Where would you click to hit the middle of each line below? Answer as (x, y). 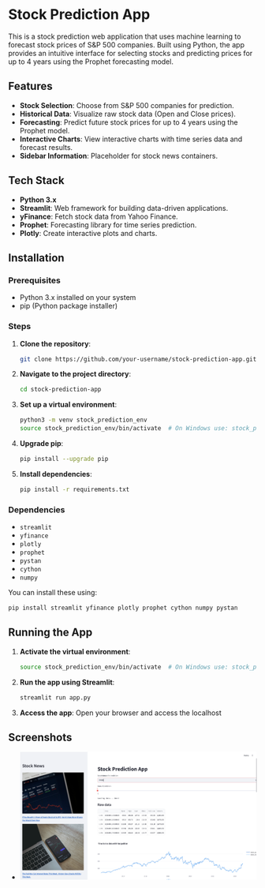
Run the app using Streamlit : (67, 682)
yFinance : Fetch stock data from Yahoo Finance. (99, 216)
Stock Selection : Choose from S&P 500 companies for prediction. (127, 105)
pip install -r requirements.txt (75, 489)
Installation (36, 258)
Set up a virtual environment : (68, 405)
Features (30, 86)
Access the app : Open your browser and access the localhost (121, 713)
